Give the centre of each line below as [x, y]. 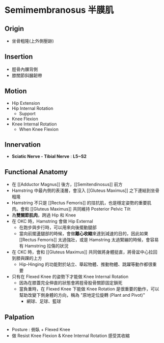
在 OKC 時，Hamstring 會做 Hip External [52, 221]
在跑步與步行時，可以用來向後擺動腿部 [58, 227]
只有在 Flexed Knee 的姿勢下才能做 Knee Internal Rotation [70, 277]
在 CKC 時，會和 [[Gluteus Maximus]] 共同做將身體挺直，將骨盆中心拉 [82, 252]
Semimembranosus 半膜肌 [59, 10]
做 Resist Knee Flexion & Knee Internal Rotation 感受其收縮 [71, 336]
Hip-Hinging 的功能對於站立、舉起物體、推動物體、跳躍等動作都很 [86, 264]
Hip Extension [26, 103]
